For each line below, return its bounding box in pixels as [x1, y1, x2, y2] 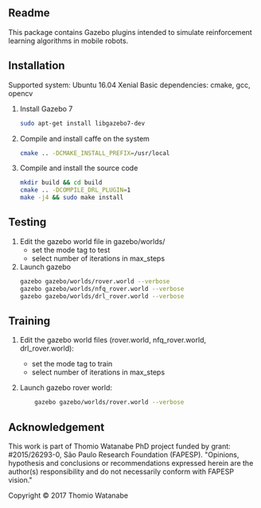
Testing [8, 215, 47, 229]
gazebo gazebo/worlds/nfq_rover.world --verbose [19, 285, 185, 293]
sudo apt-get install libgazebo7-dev [19, 119, 146, 127]
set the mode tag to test [31, 245, 111, 254]
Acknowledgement [8, 421, 105, 434]
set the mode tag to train [31, 359, 113, 369]
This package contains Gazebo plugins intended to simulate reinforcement [8, 27, 252, 37]
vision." [8, 475, 33, 484]
